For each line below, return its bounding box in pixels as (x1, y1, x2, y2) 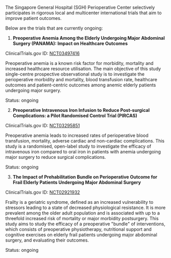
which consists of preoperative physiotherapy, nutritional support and (5, 226, 152, 232)
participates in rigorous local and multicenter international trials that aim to (5, 10, 162, 16)
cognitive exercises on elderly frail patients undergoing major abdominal (5, 232, 157, 238)
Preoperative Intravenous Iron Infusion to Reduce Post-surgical (12, 107, 150, 113)
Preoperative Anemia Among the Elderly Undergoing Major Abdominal (12, 35, 165, 41)
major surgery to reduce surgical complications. (5, 154, 106, 160)
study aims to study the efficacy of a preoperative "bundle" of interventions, (5, 221, 166, 227)
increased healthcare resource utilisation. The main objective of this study (5, 66, 161, 72)
